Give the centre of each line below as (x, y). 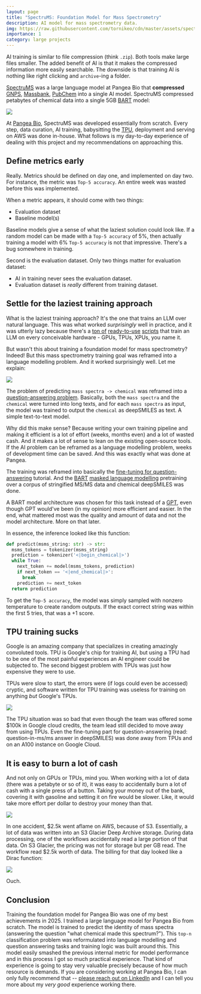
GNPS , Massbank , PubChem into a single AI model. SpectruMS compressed (100, 94)
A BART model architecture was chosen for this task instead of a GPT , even (99, 502)
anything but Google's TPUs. (42, 696)
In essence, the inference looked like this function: (68, 533)
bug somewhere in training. (40, 248)
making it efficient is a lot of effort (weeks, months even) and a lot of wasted (100, 434)
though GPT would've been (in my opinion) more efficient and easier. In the (99, 508)
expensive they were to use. (41, 672)
